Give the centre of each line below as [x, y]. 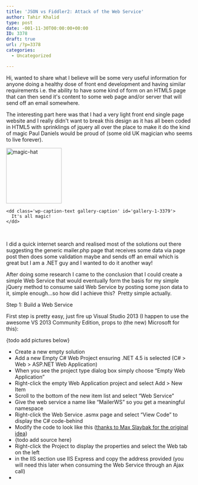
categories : [21, 50]
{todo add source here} [43, 439]
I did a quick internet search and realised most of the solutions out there [94, 244]
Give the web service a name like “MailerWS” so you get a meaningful [100, 402]
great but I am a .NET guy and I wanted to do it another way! [79, 263]
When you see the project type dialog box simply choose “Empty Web [100, 370]
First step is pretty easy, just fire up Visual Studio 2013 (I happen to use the [98, 316]
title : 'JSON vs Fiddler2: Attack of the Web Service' [75, 12]
